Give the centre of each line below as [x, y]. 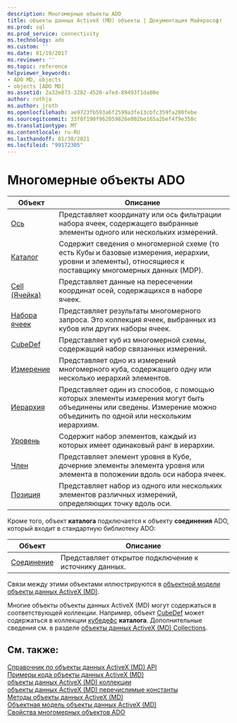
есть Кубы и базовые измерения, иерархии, [134, 253]
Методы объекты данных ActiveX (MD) [65, 697]
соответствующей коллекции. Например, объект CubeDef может [106, 613]
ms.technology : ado [36, 40]
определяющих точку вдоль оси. [115, 504]
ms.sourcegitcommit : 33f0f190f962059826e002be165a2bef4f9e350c [102, 119]
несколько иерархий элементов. [115, 378]
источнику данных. [93, 567]
